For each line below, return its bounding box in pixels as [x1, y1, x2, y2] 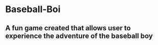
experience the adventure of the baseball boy [5, 31, 153, 40]
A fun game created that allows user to [5, 24, 131, 32]
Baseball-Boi [5, 4, 61, 15]
